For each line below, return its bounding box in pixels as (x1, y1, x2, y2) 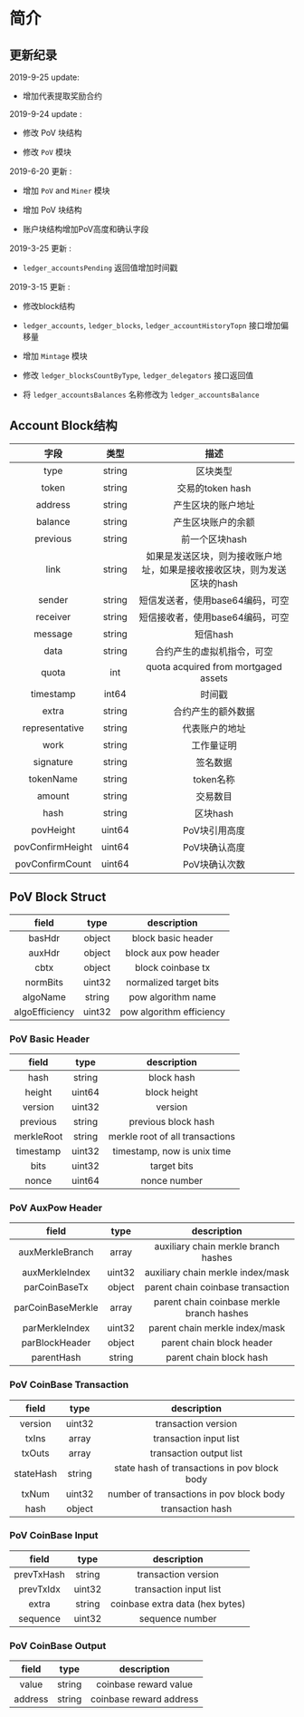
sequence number (138, 1612, 217, 1625)
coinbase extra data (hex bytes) (109, 1597, 246, 1610)
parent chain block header (161, 1336, 273, 1349)
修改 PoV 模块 (22, 147, 72, 157)
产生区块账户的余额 (173, 516, 255, 529)
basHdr (28, 931, 61, 944)
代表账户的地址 (182, 722, 246, 734)
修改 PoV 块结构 (22, 128, 82, 138)
